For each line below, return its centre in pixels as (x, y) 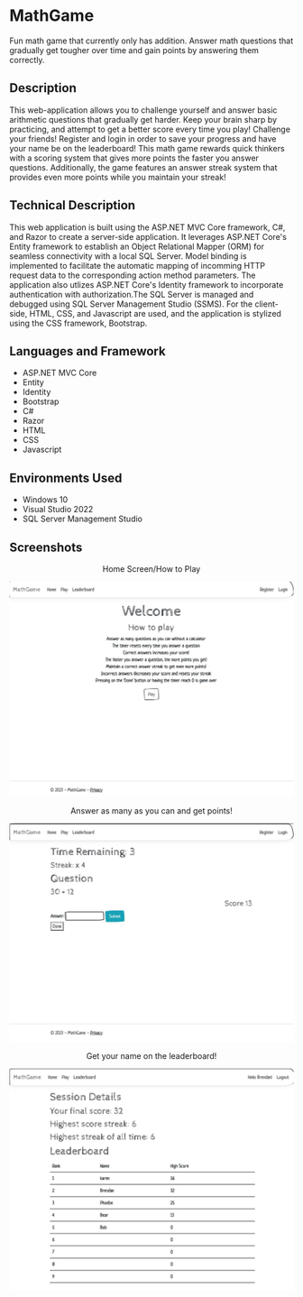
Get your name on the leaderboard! (151, 1055)
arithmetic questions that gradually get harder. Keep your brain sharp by (143, 119)
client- (267, 304)
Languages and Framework (87, 351)
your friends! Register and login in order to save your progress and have (143, 138)
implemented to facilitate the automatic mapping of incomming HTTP (138, 265)
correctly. (27, 60)
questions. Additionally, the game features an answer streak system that (143, 167)
